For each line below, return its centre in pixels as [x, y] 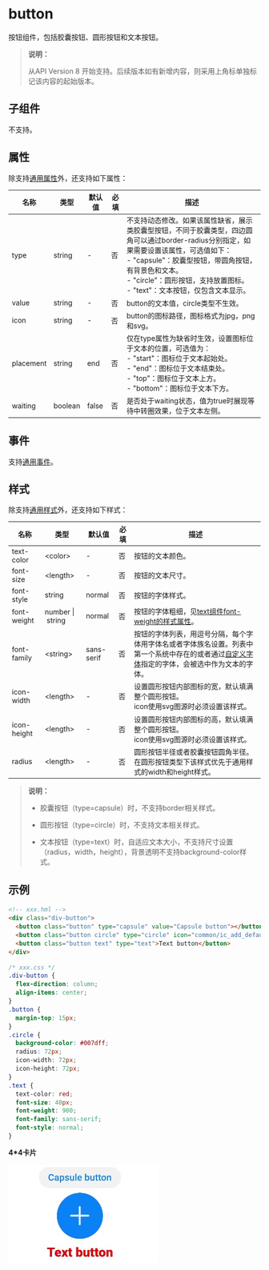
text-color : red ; [44, 1094]
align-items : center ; [52, 993]
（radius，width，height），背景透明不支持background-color [140, 852]
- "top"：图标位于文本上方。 [174, 379]
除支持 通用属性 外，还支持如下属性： [68, 178]
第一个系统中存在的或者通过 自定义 [190, 654]
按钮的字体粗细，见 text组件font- [187, 611]
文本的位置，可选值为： [172, 348]
